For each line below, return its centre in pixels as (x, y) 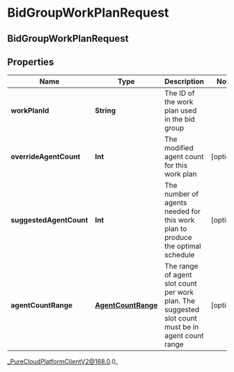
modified (179, 148)
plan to (176, 229)
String (106, 111)
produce (179, 238)
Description (184, 81)
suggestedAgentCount (49, 220)
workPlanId (30, 111)
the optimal (183, 246)
